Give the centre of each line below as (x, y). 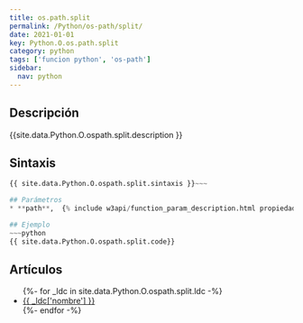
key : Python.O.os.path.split (64, 43)
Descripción (44, 113)
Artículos (36, 270)
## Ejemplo (30, 225)
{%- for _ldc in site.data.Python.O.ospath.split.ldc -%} (122, 291)
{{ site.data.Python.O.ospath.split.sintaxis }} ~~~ (108, 184)
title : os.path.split (50, 18)
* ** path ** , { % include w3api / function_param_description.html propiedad (153, 208)
